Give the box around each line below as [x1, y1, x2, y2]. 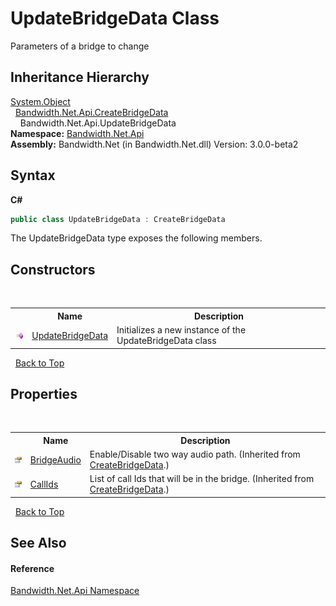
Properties [10, 385, 78, 402]
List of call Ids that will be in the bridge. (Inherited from [89, 473, 315, 485]
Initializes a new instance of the [116, 324, 247, 336]
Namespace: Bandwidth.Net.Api [10, 127, 145, 139]
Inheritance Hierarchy [10, 69, 150, 86]
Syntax [10, 167, 56, 184]
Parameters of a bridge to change [10, 40, 150, 52]
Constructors [10, 261, 96, 278]
